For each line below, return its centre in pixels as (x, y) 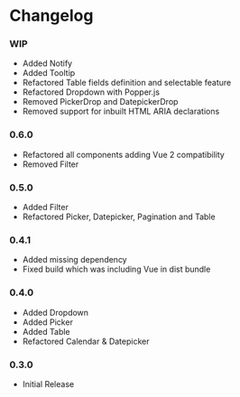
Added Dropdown (55, 312)
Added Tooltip (49, 73)
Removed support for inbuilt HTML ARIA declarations (121, 111)
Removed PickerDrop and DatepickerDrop (100, 102)
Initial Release (48, 383)
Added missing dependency (75, 260)
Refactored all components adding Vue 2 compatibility (124, 154)
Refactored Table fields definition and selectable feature (127, 83)
